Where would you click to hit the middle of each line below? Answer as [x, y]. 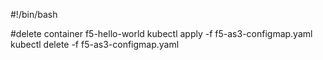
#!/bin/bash [34, 14]
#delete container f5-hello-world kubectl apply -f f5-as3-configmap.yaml [161, 33]
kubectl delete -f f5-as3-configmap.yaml [95, 44]
